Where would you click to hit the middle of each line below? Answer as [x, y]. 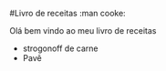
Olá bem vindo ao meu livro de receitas [83, 30]
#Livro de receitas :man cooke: [67, 13]
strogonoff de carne [60, 48]
